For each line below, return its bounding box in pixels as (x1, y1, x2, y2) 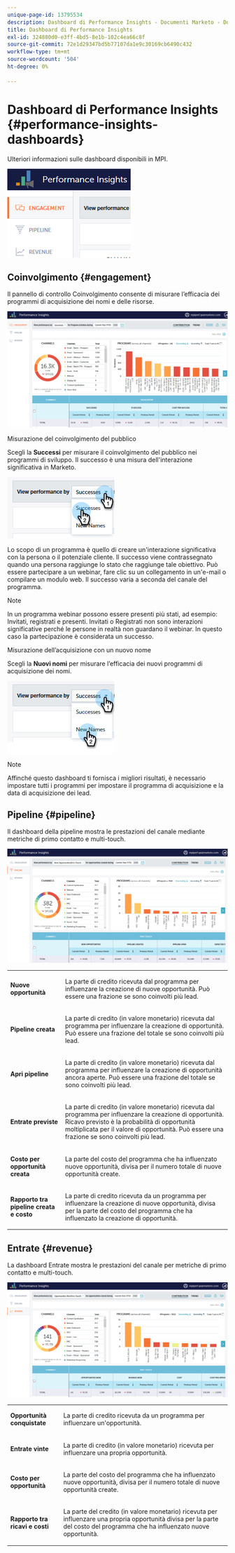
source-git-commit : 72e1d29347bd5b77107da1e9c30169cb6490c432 (7, 41, 192, 48)
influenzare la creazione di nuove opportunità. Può (65, 984, 211, 993)
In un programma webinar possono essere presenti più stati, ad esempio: (7, 610, 218, 618)
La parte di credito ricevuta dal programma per (65, 977, 199, 986)
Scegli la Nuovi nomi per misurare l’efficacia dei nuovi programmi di (7, 659, 203, 668)
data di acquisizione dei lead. (7, 788, 92, 797)
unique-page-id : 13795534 (7, 11, 83, 18)
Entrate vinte (10, 1445, 49, 1453)
